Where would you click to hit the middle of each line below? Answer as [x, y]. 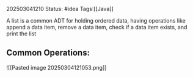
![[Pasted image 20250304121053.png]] [56, 67]
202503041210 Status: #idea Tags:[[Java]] [60, 9]
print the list [21, 34]
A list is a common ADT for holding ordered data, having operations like [96, 20]
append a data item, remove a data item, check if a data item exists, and [97, 27]
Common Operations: [48, 53]
